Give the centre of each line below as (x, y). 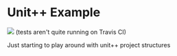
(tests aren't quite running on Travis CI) (71, 32)
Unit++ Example (54, 12)
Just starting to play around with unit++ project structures (89, 45)
